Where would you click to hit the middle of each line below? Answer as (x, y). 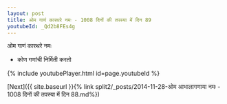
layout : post (26, 13)
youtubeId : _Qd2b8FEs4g (41, 26)
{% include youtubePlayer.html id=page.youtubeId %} (84, 74)
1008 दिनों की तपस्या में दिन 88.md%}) (53, 94)
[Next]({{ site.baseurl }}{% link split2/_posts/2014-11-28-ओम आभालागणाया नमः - (114, 87)
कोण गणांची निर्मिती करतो (44, 60)
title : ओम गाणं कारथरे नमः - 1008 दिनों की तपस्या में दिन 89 (79, 20)
